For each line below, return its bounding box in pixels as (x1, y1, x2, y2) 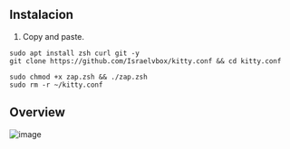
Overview (9, 105, 66, 120)
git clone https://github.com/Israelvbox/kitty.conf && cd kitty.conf (9, 56, 282, 66)
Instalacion (9, 7, 74, 23)
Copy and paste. (22, 31, 84, 42)
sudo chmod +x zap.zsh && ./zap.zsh (9, 72, 148, 81)
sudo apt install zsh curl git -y (9, 49, 140, 58)
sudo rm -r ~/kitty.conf (9, 80, 103, 89)
